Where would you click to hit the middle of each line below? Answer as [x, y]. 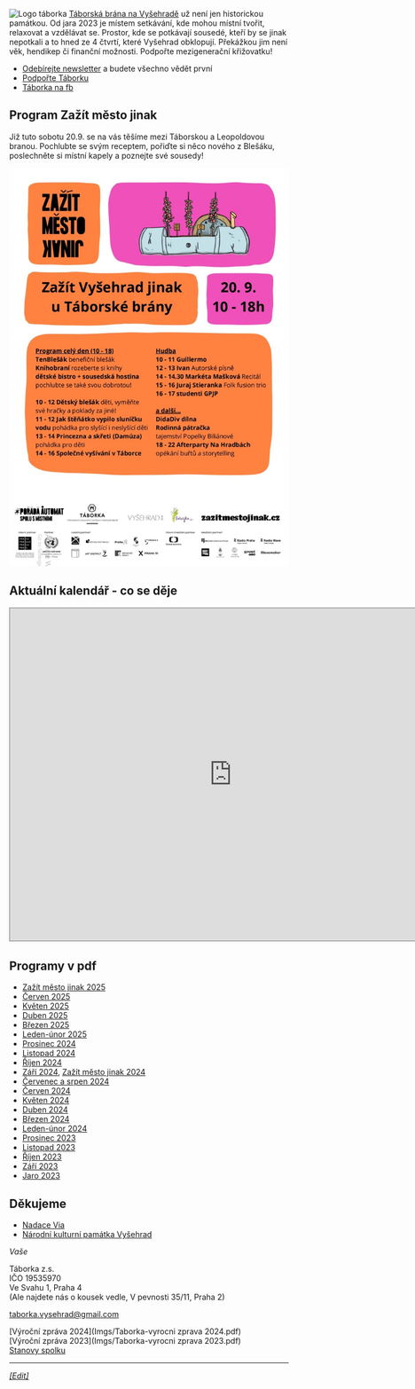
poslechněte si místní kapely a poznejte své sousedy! [106, 155]
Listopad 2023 [48, 1148]
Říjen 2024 [42, 1063]
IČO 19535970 [35, 1278]
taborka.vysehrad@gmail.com [64, 1314]
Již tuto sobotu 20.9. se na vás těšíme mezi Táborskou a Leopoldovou [137, 137]
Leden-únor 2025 [54, 1034]
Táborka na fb [47, 87]
